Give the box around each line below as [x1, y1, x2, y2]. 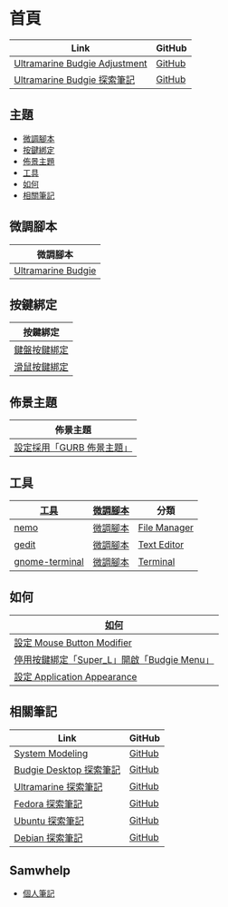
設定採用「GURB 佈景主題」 [14, 441, 133, 454]
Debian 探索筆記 [14, 832, 83, 844]
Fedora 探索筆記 [14, 797, 83, 810]
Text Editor [138, 538, 185, 550]
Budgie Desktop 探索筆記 [14, 764, 120, 776]
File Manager [138, 521, 195, 534]
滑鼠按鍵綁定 [14, 360, 70, 373]
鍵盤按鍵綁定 [14, 344, 70, 357]
